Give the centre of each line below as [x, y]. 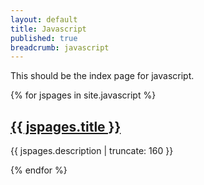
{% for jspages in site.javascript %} [83, 95]
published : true [44, 38]
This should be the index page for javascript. [102, 76]
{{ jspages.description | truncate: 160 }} [92, 151]
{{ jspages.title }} [66, 126]
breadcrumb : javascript [60, 47]
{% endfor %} [39, 170]
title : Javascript [48, 29]
